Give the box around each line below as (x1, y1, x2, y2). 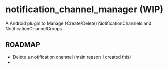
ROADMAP (5, 41, 40, 49)
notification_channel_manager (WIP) (5, 4, 164, 15)
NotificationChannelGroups (5, 25, 62, 31)
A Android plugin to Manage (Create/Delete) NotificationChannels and (5, 20, 152, 26)
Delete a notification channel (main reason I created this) (12, 54, 131, 60)
